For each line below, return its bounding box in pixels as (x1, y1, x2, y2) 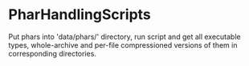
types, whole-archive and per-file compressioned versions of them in (8, 40, 238, 49)
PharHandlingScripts (8, 6, 151, 24)
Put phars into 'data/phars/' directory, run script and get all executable (8, 32, 241, 41)
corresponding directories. (8, 49, 96, 58)
